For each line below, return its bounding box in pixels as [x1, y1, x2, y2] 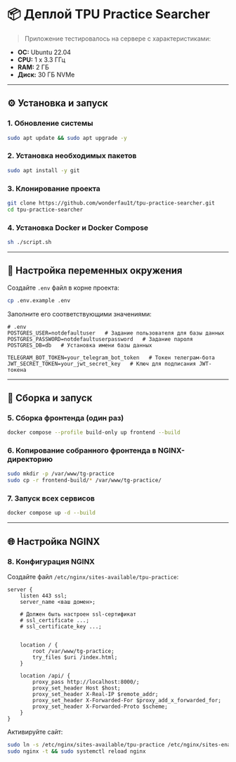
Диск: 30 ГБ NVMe [17, 70, 75, 79]
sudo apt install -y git [7, 167, 80, 174]
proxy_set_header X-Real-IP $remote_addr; [32, 691, 159, 698]
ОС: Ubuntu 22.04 [17, 48, 72, 56]
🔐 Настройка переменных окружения [7, 265, 183, 277]
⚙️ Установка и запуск [7, 97, 109, 110]
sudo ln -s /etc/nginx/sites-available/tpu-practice [7, 742, 165, 749]
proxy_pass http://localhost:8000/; [32, 678, 140, 686]
